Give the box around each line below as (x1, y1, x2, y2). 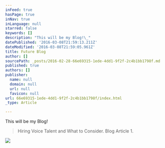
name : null (10, 77, 33, 82)
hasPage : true (5, 12, 35, 17)
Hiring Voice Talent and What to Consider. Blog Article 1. (17, 128, 134, 134)
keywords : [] (5, 30, 33, 35)
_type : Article (5, 100, 37, 105)
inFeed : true (5, 7, 33, 12)
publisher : (5, 72, 28, 77)
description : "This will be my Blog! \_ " (5, 35, 91, 40)
